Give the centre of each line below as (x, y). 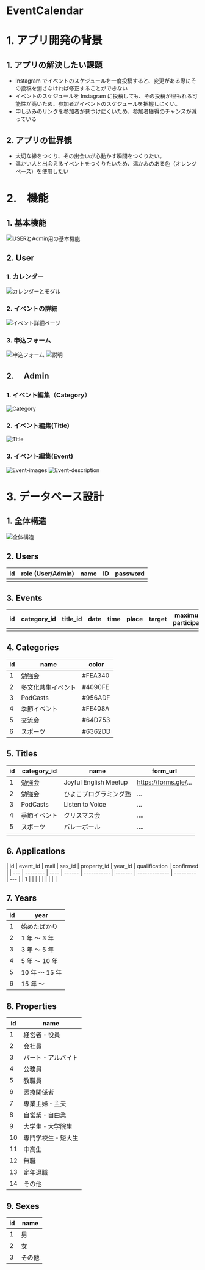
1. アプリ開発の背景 (54, 41)
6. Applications (36, 851)
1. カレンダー (25, 277)
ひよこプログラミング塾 (97, 794)
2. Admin (28, 376)
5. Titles (22, 754)
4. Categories (33, 647)
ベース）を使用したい (42, 171)
